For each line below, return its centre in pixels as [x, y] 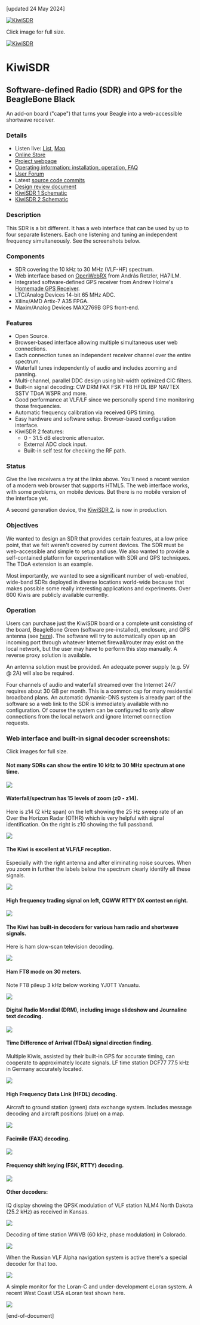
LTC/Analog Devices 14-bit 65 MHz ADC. [65, 295]
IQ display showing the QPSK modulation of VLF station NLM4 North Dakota [100, 1205]
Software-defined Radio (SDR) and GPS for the [94, 90]
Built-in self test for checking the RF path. [75, 451]
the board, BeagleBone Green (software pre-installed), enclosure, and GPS [98, 630]
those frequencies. [38, 406]
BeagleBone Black [41, 99]
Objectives [22, 526]
